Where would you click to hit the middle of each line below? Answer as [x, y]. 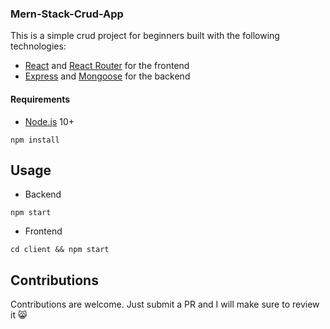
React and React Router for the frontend [107, 66]
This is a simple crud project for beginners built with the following [145, 36]
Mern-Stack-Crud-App [67, 14]
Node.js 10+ [49, 121]
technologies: [38, 46]
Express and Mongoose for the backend [107, 76]
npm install [35, 140]
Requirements [40, 99]
